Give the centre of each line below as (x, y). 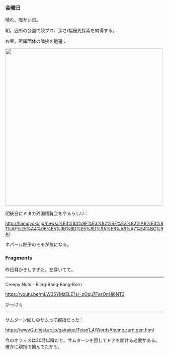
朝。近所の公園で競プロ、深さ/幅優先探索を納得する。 (61, 31)
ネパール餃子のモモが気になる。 (38, 244)
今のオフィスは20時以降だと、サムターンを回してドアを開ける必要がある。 (82, 340)
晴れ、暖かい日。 (23, 20)
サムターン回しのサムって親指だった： (45, 320)
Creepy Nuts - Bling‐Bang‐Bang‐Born (44, 284)
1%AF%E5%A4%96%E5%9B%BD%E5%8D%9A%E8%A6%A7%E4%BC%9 (84, 229)
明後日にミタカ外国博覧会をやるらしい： (47, 213)
